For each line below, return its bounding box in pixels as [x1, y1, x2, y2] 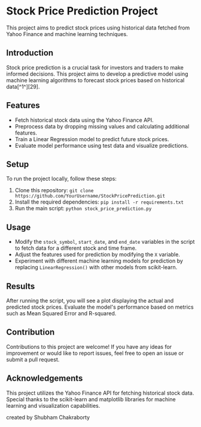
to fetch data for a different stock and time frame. [14, 244, 137, 252]
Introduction [6, 48, 54, 58]
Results [6, 281, 35, 291]
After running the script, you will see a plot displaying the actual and [6, 297, 174, 304]
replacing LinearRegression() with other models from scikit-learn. [14, 264, 178, 271]
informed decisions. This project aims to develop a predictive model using [6, 70, 188, 77]
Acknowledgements [6, 374, 83, 384]
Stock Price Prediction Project [6, 4, 159, 18]
